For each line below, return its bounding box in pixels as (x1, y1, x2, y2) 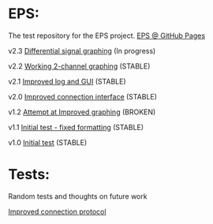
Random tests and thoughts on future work (8, 191, 148, 201)
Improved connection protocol (8, 207, 106, 216)
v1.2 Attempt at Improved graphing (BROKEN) (8, 107, 156, 117)
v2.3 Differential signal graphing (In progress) (8, 46, 156, 55)
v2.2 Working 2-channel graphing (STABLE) (8, 61, 151, 71)
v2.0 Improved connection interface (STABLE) (8, 91, 158, 101)
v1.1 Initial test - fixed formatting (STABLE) (8, 122, 144, 132)
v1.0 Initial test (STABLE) (8, 137, 88, 147)
